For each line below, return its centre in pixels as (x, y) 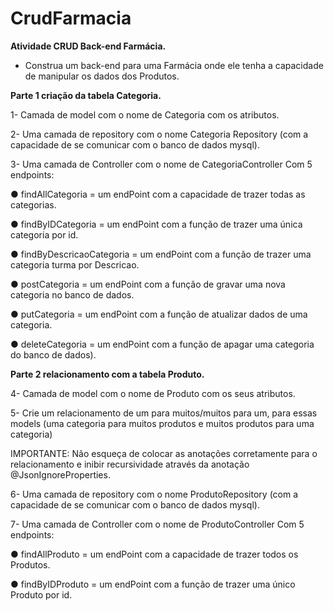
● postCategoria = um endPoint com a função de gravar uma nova (148, 284)
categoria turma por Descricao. (75, 264)
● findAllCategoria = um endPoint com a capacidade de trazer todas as (158, 194)
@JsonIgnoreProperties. (60, 474)
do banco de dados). (53, 354)
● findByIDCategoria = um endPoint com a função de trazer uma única (156, 224)
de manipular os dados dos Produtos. (102, 76)
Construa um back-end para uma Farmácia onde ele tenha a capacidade (174, 65)
